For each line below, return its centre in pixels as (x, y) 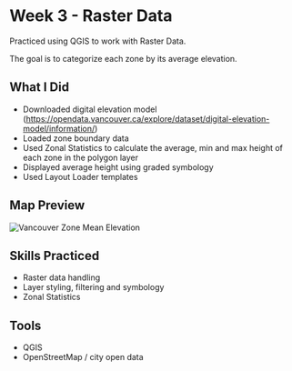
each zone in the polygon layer (81, 157)
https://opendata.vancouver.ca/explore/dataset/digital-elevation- (148, 118)
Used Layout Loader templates (80, 176)
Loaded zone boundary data (76, 138)
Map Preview (47, 206)
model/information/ (59, 128)
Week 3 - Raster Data (91, 16)
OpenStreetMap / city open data (83, 357)
